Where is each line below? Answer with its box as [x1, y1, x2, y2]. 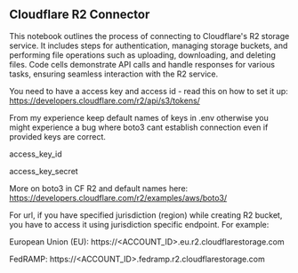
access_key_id [9, 149, 62, 159]
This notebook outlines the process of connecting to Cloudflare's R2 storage [9, 30, 290, 41]
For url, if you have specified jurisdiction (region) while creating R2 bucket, [9, 209, 283, 221]
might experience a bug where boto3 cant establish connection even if [9, 122, 269, 132]
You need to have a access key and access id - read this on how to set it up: [9, 85, 289, 96]
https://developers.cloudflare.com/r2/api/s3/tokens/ [9, 95, 200, 106]
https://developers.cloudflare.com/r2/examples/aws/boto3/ [9, 192, 228, 203]
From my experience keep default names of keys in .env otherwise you [9, 112, 269, 123]
